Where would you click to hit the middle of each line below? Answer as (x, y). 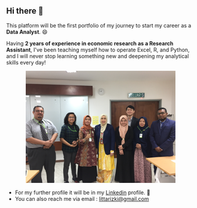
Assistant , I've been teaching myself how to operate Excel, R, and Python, (98, 50)
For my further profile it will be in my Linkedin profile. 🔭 (83, 192)
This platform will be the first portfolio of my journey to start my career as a (99, 25)
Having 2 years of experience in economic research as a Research (90, 43)
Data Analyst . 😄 (27, 32)
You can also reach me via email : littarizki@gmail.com (82, 198)
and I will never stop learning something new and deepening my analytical (98, 56)
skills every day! (26, 62)
